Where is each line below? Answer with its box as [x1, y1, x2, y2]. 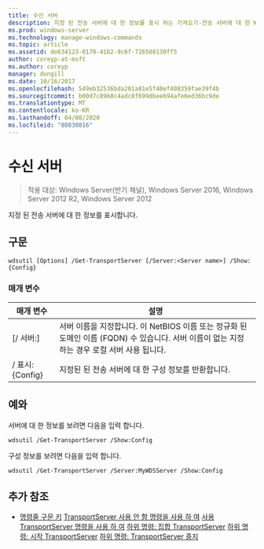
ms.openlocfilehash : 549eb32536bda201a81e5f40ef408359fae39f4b [8, 84, 220, 93]
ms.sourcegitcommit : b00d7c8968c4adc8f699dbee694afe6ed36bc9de [8, 92, 220, 100]
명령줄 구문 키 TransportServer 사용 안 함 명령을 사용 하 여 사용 [19, 512, 214, 521]
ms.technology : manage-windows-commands [8, 33, 143, 42]
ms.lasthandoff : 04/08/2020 [8, 114, 101, 122]
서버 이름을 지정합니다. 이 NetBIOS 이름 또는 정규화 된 [58, 320, 247, 331]
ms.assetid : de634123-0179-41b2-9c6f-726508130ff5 [8, 48, 178, 56]
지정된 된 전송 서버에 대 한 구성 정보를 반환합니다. [58, 363, 230, 374]
